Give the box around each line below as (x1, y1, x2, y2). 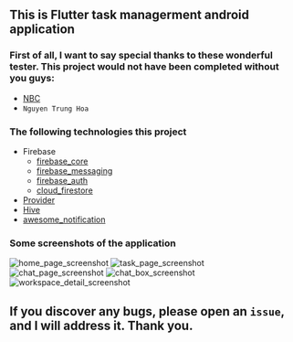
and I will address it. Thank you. (9, 317, 194, 333)
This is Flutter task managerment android (9, 7, 249, 23)
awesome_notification (22, 214, 106, 225)
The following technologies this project (9, 125, 187, 138)
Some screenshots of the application (9, 237, 176, 250)
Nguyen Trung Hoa (22, 104, 89, 113)
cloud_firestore (36, 185, 93, 196)
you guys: (9, 72, 55, 85)
